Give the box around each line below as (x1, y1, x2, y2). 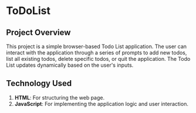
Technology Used (6, 78, 72, 88)
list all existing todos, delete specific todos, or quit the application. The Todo (6, 56, 191, 62)
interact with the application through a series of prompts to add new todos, (6, 49, 187, 56)
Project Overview (6, 28, 71, 37)
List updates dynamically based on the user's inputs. (6, 61, 134, 69)
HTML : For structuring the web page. (14, 94, 104, 101)
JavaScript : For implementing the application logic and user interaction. (14, 100, 189, 107)
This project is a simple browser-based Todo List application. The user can (6, 43, 187, 50)
